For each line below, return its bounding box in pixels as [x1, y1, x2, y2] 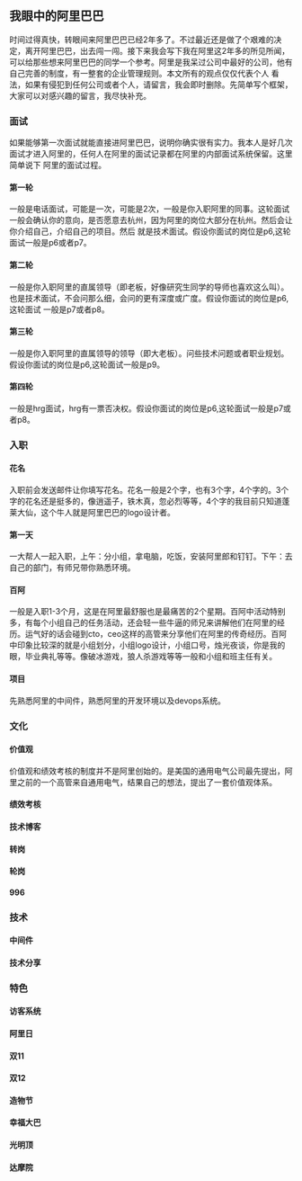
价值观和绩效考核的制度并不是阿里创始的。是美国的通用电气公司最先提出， [9, 765, 285, 776]
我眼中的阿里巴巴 [9, 8, 104, 24]
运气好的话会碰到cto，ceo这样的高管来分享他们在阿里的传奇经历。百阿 [24, 629, 288, 640]
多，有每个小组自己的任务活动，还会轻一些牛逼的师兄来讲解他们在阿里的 [9, 617, 277, 628]
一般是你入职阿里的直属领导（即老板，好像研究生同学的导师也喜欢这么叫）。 [9, 282, 289, 292]
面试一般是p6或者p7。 [9, 237, 92, 248]
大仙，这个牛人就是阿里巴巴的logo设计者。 [16, 507, 175, 518]
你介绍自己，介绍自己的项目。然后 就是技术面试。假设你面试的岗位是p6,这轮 [9, 226, 291, 237]
